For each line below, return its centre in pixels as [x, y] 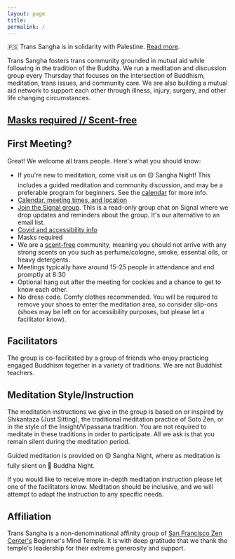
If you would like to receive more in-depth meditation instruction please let [115, 479]
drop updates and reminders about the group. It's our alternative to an [119, 215]
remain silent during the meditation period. [69, 442]
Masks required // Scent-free [72, 120]
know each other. [42, 289]
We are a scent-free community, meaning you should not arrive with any [122, 244]
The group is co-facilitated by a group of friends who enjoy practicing [108, 358]
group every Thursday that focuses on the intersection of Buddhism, [106, 76]
